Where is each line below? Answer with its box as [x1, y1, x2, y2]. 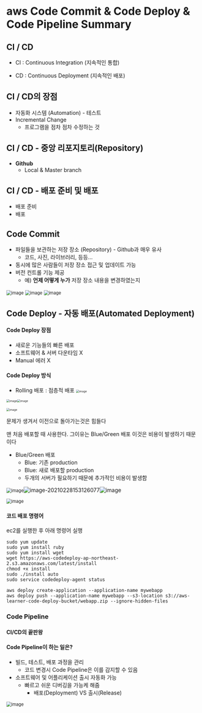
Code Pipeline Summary [6, 17, 132, 31]
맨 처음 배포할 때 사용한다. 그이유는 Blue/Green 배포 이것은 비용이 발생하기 [6, 431, 185, 438]
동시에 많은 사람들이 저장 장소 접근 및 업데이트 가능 [15, 261, 137, 268]
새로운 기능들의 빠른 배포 [15, 341, 75, 348]
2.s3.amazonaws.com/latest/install [6, 561, 97, 567]
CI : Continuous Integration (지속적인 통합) [15, 59, 120, 66]
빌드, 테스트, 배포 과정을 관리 [15, 658, 84, 666]
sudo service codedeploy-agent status [6, 577, 105, 583]
